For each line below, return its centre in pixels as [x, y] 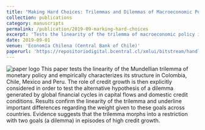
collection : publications [39, 18]
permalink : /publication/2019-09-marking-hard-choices [77, 29]
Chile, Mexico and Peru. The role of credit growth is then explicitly [89, 81]
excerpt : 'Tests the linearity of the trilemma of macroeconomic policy [101, 35]
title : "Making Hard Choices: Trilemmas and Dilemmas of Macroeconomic [99, 12]
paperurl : [19, 52]
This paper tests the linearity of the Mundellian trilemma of [115, 69]
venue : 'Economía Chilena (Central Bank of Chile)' [73, 46]
